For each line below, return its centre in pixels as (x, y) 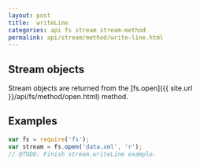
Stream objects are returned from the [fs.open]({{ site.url (100, 88)
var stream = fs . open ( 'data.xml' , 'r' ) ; (76, 146)
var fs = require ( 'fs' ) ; (49, 139)
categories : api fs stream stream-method (77, 30)
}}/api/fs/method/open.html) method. (68, 97)
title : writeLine (38, 23)
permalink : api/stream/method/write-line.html (86, 37)
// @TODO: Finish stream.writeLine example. (82, 154)
